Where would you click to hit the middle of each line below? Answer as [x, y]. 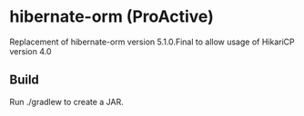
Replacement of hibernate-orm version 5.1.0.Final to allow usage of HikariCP [152, 42]
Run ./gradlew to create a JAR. [67, 101]
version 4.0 [30, 51]
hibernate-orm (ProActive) [111, 17]
